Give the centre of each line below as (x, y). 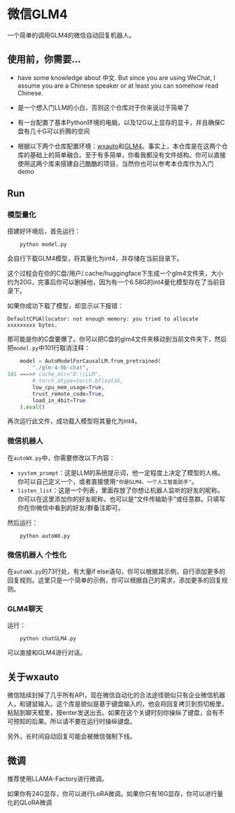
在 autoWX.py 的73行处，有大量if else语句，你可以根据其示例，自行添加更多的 (116, 572)
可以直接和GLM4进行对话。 (47, 652)
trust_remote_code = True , (69, 394)
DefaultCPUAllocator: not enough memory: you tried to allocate (103, 319)
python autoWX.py (45, 536)
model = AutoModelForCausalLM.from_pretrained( (90, 361)
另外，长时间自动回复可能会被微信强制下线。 (72, 737)
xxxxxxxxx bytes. (33, 325)
